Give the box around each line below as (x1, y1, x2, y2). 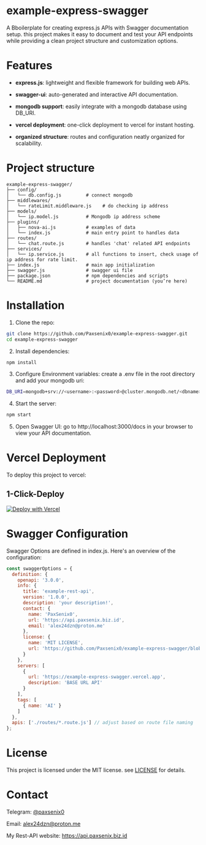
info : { (17, 583, 37, 589)
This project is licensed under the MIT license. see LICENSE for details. (6, 766, 186, 774)
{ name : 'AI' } (22, 703, 62, 709)
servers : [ (17, 663, 45, 669)
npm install (6, 359, 37, 365)
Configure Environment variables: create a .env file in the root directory (15, 370, 195, 378)
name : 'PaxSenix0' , (28, 611, 78, 617)
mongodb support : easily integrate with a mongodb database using (15, 103, 187, 110)
